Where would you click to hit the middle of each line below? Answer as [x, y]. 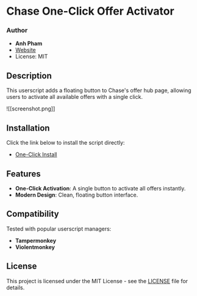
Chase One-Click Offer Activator [91, 11]
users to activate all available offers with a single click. [75, 97]
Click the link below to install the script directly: [66, 143]
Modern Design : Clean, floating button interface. [77, 195]
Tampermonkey [36, 240]
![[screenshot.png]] [31, 109]
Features [23, 174]
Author [17, 31]
